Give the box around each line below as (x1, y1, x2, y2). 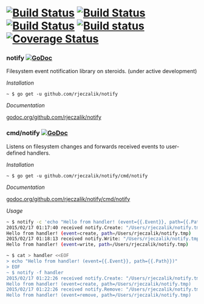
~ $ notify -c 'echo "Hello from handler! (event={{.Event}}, (6, 219, 167, 225)
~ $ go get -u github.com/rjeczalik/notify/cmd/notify (6, 172, 148, 179)
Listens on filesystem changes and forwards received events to (6, 143, 165, 150)
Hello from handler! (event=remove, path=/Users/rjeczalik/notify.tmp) (6, 292, 191, 299)
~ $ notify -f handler (6, 269, 64, 275)
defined (6, 149, 26, 157)
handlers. (27, 149, 50, 157)
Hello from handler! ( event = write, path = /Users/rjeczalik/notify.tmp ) (6, 241, 189, 248)
